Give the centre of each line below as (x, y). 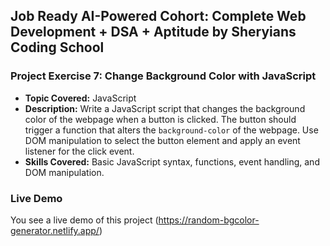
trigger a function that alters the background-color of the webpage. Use (171, 130)
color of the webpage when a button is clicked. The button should (160, 119)
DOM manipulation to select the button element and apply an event (162, 140)
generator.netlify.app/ (55, 230)
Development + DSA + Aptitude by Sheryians (153, 32)
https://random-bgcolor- (209, 220)
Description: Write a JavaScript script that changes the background (165, 108)
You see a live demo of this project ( (84, 220)
